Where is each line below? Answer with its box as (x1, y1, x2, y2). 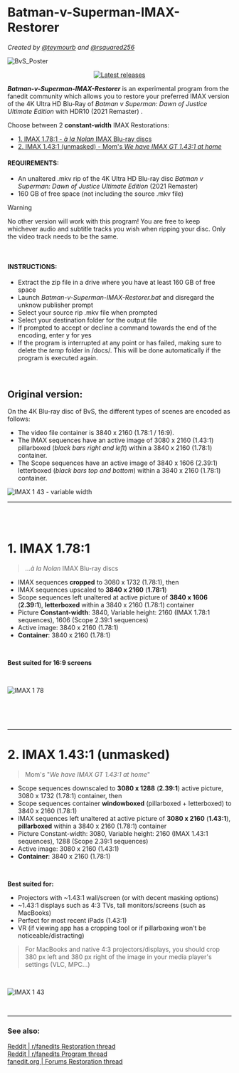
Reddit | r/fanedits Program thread (7, 1050, 108, 1058)
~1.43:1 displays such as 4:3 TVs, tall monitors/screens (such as (17, 901, 206, 910)
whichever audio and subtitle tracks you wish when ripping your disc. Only (7, 225, 226, 234)
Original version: (7, 388, 83, 400)
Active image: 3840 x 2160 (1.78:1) (17, 624, 119, 632)
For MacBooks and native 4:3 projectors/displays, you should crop (24, 945, 221, 954)
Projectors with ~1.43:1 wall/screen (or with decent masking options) (17, 894, 219, 902)
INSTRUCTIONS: (7, 262, 58, 271)
